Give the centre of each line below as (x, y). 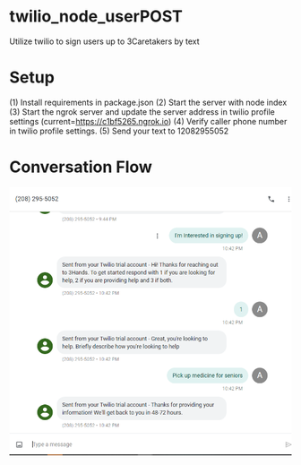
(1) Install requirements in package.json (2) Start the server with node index (148, 102)
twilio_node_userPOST (96, 17)
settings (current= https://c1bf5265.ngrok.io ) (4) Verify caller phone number (148, 121)
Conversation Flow (81, 167)
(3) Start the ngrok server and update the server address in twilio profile (142, 112)
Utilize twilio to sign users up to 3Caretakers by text (104, 41)
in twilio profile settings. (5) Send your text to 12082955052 (119, 131)
